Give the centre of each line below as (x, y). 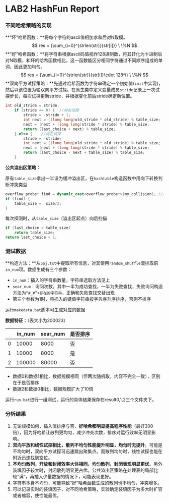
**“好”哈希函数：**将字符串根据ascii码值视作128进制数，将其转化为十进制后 (84, 54)
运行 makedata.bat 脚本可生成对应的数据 (45, 310)
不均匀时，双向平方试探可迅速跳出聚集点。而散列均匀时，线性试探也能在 (87, 451)
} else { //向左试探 (38, 134)
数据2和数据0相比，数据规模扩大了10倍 (53, 389)
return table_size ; (35, 233)
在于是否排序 (26, 383)
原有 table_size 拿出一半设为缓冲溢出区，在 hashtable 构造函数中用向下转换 (82, 178)
